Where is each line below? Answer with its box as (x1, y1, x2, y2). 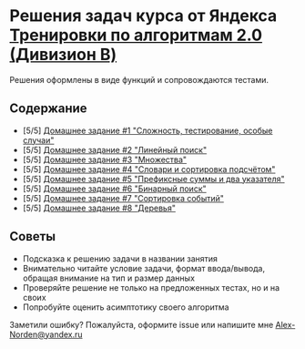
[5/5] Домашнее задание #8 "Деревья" (22, 202, 176, 213)
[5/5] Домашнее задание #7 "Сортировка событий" (22, 192, 225, 203)
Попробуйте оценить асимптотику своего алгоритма (22, 302, 229, 313)
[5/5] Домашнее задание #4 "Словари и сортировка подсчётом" (22, 163, 276, 174)
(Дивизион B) (9, 45, 117, 65)
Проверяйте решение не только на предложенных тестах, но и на (22, 282, 280, 293)
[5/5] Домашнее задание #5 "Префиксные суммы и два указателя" (22, 173, 285, 184)
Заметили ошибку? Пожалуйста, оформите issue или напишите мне (9, 319, 274, 330)
